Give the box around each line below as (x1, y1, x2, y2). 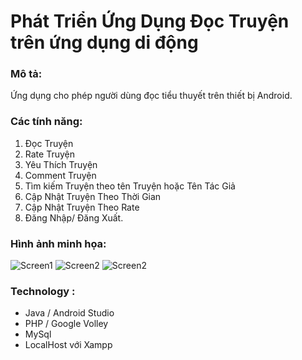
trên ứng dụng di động (10, 31, 199, 54)
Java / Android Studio (24, 307, 115, 319)
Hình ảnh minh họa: (10, 236, 107, 250)
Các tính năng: (10, 115, 83, 129)
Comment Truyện (24, 169, 97, 181)
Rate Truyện (24, 148, 75, 160)
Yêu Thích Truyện (24, 158, 98, 170)
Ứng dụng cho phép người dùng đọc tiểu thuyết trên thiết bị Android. (10, 90, 293, 102)
